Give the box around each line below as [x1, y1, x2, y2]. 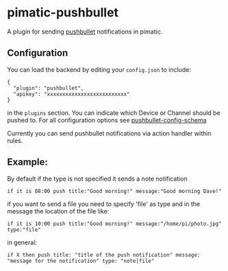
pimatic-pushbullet [7, 5, 118, 21]
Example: [7, 156, 48, 168]
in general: [7, 238, 38, 246]
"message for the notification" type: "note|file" [7, 257, 155, 264]
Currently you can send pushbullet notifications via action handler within [7, 129, 212, 138]
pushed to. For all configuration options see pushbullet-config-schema [7, 116, 207, 124]
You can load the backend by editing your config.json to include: [7, 65, 192, 73]
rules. [7, 136, 23, 144]
